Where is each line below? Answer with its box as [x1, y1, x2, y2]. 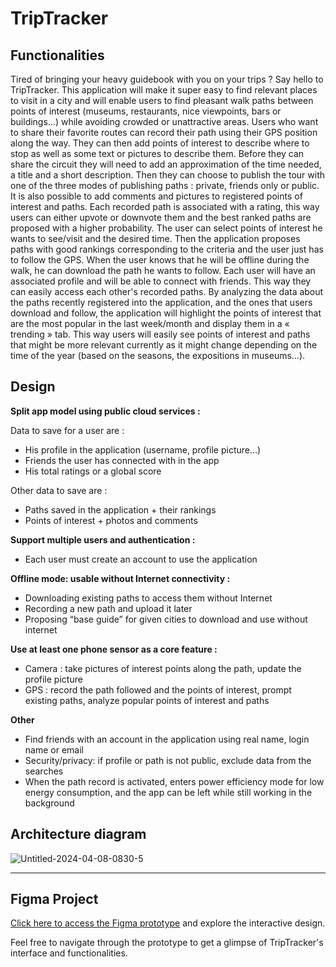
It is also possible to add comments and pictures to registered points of [10, 190, 303, 202]
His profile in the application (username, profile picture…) [24, 443, 262, 456]
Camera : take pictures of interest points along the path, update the [24, 662, 302, 674]
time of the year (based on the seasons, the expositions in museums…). [10, 350, 306, 361]
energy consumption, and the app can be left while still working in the [24, 786, 313, 798]
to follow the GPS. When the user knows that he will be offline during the [10, 254, 310, 266]
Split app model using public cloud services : [10, 405, 201, 417]
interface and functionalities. [10, 947, 128, 959]
